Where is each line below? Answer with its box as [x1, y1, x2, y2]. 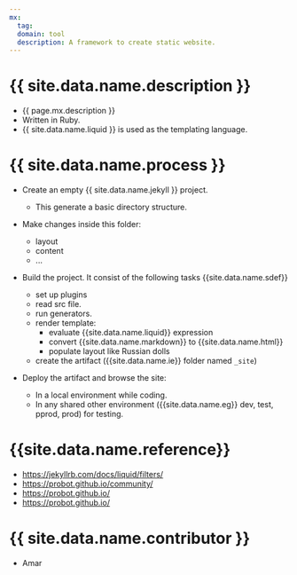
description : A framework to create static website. [17, 37, 216, 47]
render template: [35, 318, 97, 328]
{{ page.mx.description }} [21, 106, 115, 116]
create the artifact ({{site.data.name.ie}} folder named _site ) [35, 356, 257, 366]
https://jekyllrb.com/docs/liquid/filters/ [21, 469, 164, 480]
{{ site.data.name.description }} [9, 76, 251, 96]
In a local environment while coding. [35, 390, 168, 400]
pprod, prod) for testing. [35, 409, 124, 420]
